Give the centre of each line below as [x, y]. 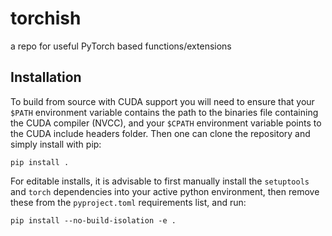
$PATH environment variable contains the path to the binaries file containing [164, 112]
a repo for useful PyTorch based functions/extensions [121, 46]
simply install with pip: [56, 144]
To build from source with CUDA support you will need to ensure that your [162, 101]
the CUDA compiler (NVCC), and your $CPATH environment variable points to [166, 123]
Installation [46, 77]
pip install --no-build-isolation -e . [93, 220]
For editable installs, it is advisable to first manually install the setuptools [160, 181]
